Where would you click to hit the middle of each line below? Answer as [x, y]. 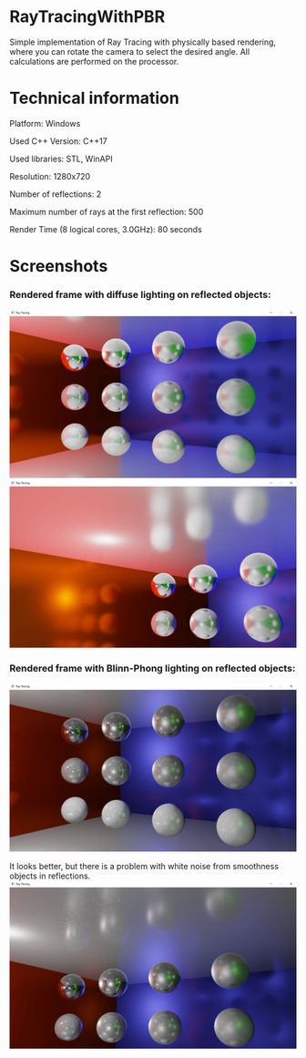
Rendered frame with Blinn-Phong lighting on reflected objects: [153, 668]
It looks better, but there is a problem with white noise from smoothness [144, 866]
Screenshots [59, 267]
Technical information [94, 98]
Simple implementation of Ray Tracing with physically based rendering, [143, 42]
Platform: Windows [45, 123]
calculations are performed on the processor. [94, 61]
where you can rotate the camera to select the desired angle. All [130, 51]
